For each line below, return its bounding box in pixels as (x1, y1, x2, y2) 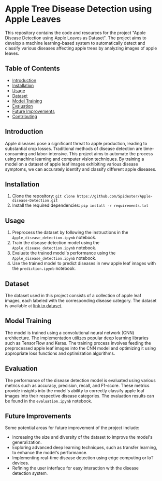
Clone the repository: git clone (12, 193, 75, 199)
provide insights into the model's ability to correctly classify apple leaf (5, 387, 145, 394)
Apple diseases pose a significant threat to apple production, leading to (5, 140, 147, 146)
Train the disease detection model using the (12, 240, 100, 246)
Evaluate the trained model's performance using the (12, 250, 116, 256)
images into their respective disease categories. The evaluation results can (5, 393, 155, 398)
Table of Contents (5, 65, 60, 73)
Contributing (12, 113, 37, 119)
